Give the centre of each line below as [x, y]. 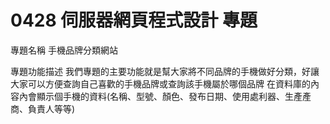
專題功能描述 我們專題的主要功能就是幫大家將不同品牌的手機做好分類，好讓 [165, 71]
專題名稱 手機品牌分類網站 [64, 50]
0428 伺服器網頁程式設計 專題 [134, 20]
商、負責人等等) [43, 108]
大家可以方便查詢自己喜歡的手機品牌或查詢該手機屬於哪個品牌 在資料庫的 [160, 83]
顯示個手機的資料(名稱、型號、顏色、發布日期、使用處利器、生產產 [174, 96]
